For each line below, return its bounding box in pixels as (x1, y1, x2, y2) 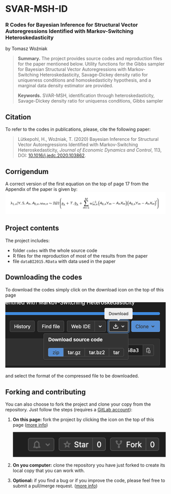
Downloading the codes (5, 273, 82, 282)
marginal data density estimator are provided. (17, 83, 113, 89)
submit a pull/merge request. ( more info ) (12, 483, 98, 489)
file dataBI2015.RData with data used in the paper (12, 258, 116, 264)
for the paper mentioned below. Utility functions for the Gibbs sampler (17, 61, 165, 67)
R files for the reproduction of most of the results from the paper (12, 253, 148, 259)
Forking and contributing (5, 387, 86, 396)
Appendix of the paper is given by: (5, 186, 78, 192)
